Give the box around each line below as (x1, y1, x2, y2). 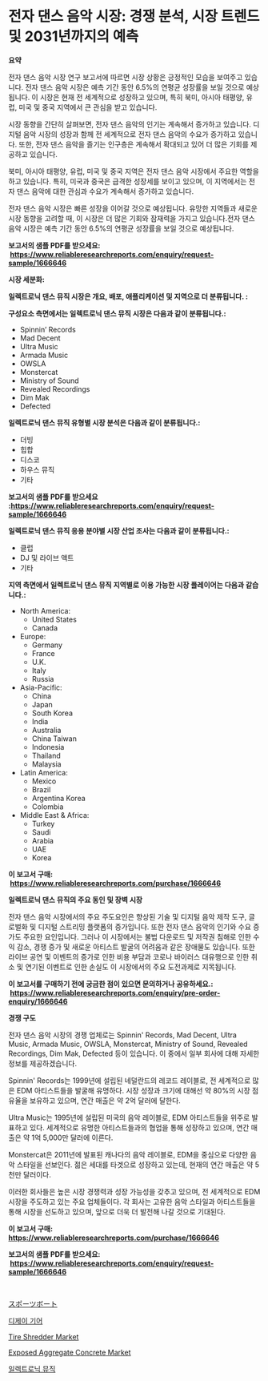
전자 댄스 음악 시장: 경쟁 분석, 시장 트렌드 (8, 7, 260, 26)
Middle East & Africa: (19, 810, 90, 819)
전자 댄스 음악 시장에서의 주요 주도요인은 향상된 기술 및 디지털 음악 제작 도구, (8, 912, 247, 921)
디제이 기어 (8, 1315, 43, 1326)
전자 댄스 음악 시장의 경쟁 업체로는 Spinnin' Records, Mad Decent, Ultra (8, 1030, 238, 1040)
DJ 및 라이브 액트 (19, 553, 74, 562)
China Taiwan (31, 734, 78, 743)
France (31, 648, 56, 658)
